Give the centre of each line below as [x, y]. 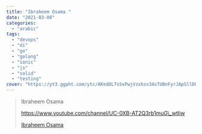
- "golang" [25, 56]
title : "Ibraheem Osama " [38, 12]
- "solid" [24, 73]
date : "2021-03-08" [31, 17]
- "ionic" [24, 62]
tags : [13, 34]
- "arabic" [25, 29]
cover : [14, 85]
